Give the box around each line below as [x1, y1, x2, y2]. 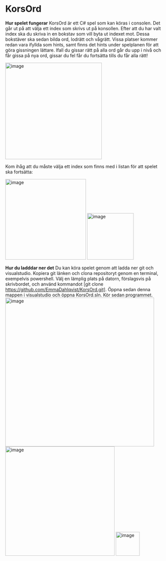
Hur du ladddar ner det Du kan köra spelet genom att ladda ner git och [5, 265, 154, 271]
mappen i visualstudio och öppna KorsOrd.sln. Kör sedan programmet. [5, 292, 153, 298]
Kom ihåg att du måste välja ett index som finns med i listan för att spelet [5, 163, 158, 169]
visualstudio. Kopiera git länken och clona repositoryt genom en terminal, [5, 270, 159, 276]
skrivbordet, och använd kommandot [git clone [5, 281, 103, 287]
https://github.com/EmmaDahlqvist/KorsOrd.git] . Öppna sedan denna [5, 286, 151, 292]
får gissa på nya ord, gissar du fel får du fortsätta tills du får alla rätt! [5, 52, 148, 59]
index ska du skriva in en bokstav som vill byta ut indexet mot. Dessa [5, 31, 150, 37]
